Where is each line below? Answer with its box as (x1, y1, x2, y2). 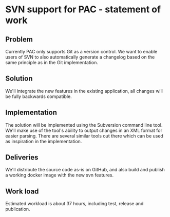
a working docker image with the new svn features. (5, 172, 114, 178)
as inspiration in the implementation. (5, 138, 82, 144)
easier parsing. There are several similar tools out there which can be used (5, 132, 163, 139)
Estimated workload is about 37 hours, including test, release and (5, 201, 144, 207)
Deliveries (5, 153, 39, 162)
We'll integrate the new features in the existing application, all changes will (5, 88, 163, 94)
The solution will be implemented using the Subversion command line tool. (5, 122, 163, 128)
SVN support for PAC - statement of (5, 4, 161, 15)
